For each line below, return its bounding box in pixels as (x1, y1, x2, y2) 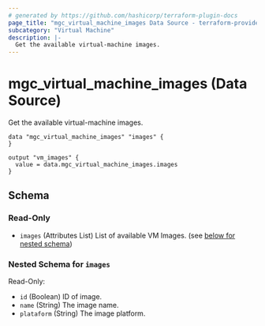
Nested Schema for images (8, 258, 110, 269)
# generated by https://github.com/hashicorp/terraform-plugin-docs (8, 11, 238, 20)
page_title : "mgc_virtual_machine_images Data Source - (8, 19, 196, 27)
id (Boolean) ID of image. (19, 292, 103, 302)
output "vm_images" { (8, 154, 80, 162)
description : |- (8, 33, 62, 42)
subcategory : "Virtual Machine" (8, 26, 114, 34)
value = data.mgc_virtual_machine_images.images (15, 161, 178, 169)
